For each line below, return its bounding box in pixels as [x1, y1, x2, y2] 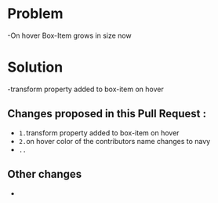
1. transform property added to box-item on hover [18, 127, 180, 138]
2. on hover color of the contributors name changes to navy [18, 136, 211, 146]
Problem [7, 5, 64, 23]
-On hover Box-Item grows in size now [7, 31, 132, 40]
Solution [7, 58, 64, 76]
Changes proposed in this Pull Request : [7, 107, 207, 120]
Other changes [7, 168, 82, 181]
